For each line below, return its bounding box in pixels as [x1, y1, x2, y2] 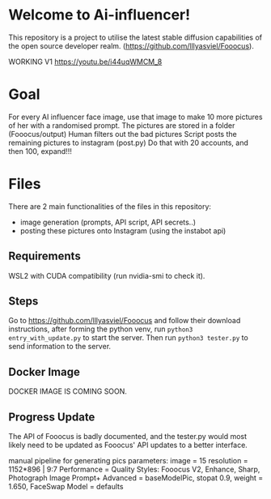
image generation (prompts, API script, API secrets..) [19, 217, 197, 227]
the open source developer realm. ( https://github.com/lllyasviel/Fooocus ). [8, 41, 255, 50]
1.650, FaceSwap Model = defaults [8, 482, 124, 492]
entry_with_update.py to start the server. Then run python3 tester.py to [8, 333, 248, 343]
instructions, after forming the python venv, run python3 [8, 324, 193, 334]
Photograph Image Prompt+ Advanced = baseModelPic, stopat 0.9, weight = [8, 473, 264, 483]
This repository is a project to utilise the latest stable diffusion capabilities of [8, 32, 263, 42]
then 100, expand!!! [8, 146, 73, 156]
